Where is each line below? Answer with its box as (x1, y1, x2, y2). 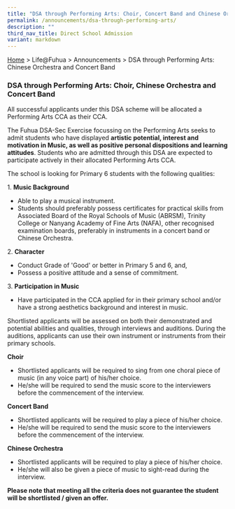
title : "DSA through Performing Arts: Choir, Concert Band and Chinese (7, 10, 220, 18)
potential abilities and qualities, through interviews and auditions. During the (7, 324, 226, 333)
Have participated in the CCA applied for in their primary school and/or (17, 296, 222, 304)
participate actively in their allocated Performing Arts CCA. (7, 156, 176, 165)
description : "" (7, 23, 55, 30)
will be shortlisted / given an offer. (7, 494, 109, 502)
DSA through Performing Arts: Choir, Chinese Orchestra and (7, 81, 216, 90)
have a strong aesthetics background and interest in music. (17, 303, 189, 312)
